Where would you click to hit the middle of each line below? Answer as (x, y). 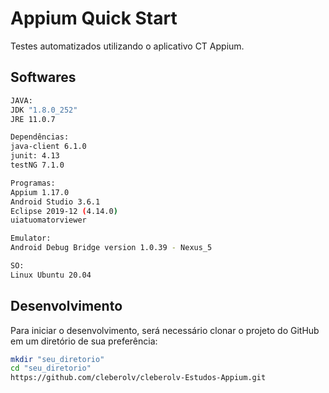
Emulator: (31, 238)
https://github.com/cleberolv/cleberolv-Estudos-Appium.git (138, 378)
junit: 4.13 (35, 156)
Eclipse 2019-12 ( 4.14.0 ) (64, 211)
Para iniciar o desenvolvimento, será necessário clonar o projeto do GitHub (165, 330)
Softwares (43, 77)
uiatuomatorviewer (48, 220)
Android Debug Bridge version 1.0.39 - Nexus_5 (111, 248)
